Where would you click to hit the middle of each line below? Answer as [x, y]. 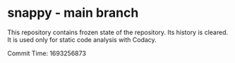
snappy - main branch [73, 13]
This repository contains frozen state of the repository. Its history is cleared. [117, 32]
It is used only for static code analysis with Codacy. [82, 39]
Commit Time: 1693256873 [47, 53]
